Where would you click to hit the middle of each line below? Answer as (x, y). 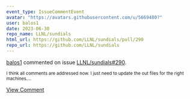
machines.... (19, 79)
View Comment (25, 89)
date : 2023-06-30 (28, 28)
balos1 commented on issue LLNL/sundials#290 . (66, 62)
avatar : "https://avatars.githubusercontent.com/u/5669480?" (84, 17)
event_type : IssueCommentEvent (45, 12)
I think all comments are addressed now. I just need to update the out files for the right (95, 73)
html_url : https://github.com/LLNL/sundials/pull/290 (75, 40)
